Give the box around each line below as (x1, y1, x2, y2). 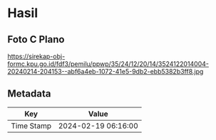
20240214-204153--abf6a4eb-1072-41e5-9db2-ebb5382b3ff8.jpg (7, 68, 204, 75)
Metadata (7, 87, 51, 100)
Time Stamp (11, 121, 52, 131)
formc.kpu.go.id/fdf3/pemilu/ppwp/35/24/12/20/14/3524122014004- (7, 60, 209, 68)
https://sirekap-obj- (7, 52, 66, 60)
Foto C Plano (7, 33, 65, 45)
